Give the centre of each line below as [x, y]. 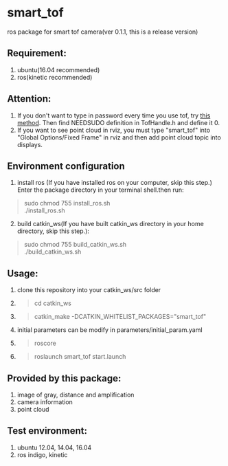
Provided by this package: [64, 378]
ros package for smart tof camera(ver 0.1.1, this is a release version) [103, 32]
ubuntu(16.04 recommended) [58, 69]
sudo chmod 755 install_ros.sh [67, 203]
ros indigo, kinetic [42, 454]
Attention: [29, 99]
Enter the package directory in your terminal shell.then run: [100, 190]
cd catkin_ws [53, 303]
